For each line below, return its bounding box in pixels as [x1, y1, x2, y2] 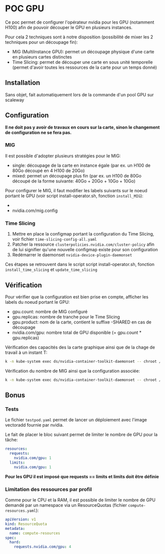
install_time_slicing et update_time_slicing [5, 266, 97, 273]
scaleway [5, 97, 25, 103]
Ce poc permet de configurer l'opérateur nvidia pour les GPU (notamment [5, 19, 155, 25]
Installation [5, 79, 40, 87]
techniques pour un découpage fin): [5, 39, 78, 45]
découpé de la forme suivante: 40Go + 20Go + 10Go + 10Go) [12, 178, 136, 184]
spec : [5, 535, 16, 540]
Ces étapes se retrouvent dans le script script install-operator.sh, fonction [5, 262, 155, 267]
